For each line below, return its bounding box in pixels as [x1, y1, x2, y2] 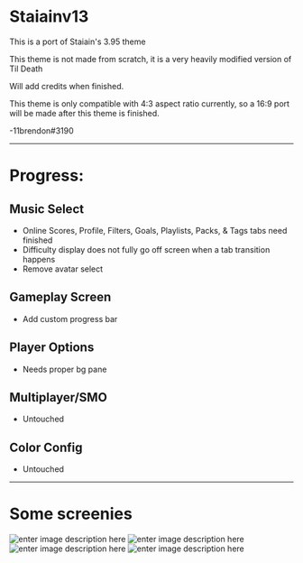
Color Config [9, 439, 83, 455]
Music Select [9, 201, 84, 217]
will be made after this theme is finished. [9, 107, 160, 118]
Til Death [9, 63, 43, 74]
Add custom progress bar [22, 313, 118, 324]
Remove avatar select [22, 263, 104, 274]
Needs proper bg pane [22, 364, 107, 374]
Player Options [9, 340, 95, 355]
